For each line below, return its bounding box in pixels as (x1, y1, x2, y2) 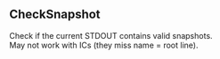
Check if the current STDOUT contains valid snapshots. (9, 30, 213, 41)
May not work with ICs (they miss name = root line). (9, 40, 199, 50)
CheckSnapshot (9, 7, 101, 22)
